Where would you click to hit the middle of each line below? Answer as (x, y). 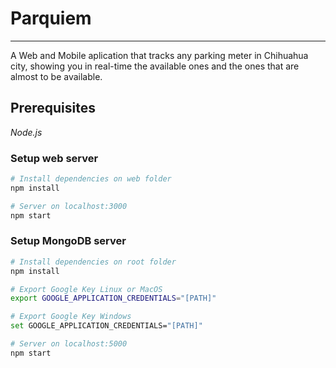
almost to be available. (56, 76)
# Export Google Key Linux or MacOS (86, 289)
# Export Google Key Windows (71, 317)
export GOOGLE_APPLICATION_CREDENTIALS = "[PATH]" (113, 298)
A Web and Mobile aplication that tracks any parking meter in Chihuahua (159, 55)
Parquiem (51, 18)
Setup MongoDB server (68, 241)
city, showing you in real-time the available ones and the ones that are (155, 66)
